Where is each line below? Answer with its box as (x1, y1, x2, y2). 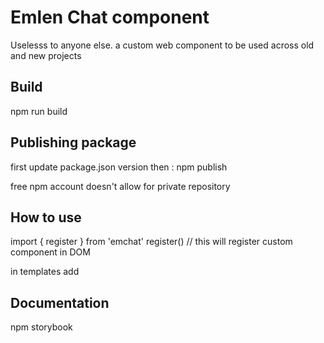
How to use (10, 209, 82, 226)
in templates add (10, 266, 80, 278)
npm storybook (10, 321, 73, 333)
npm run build (10, 105, 68, 117)
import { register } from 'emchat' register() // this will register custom (10, 236, 293, 248)
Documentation (10, 294, 110, 311)
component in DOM (10, 246, 91, 258)
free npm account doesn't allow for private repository (10, 180, 231, 192)
